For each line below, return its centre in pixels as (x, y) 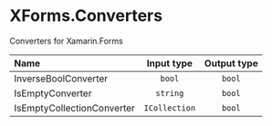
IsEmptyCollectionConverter (74, 108)
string (170, 93)
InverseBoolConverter (61, 78)
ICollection (170, 108)
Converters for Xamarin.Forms (66, 41)
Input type (170, 63)
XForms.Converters (86, 16)
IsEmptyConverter (53, 93)
